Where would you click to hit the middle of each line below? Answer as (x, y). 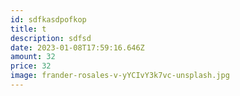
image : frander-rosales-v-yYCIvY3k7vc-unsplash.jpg (120, 76)
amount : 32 (33, 57)
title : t (28, 29)
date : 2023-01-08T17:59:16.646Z (77, 47)
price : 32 (31, 66)
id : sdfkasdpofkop (48, 19)
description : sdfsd (51, 38)
